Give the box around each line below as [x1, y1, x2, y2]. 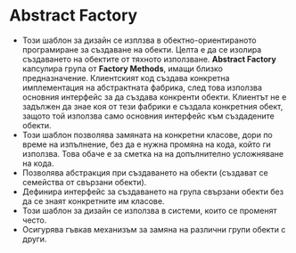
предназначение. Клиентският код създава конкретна [21, 72, 230, 83]
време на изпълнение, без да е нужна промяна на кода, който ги [21, 139, 272, 150]
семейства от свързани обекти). [21, 176, 147, 187]
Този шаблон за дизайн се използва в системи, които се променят [21, 205, 277, 216]
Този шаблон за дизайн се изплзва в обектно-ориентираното [21, 35, 257, 45]
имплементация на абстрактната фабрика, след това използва [21, 82, 263, 93]
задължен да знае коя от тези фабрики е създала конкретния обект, [21, 101, 284, 111]
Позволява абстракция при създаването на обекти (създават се [21, 167, 269, 178]
